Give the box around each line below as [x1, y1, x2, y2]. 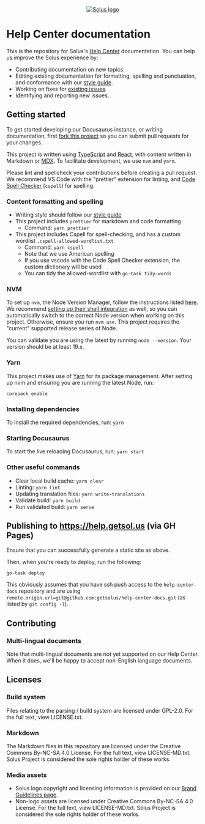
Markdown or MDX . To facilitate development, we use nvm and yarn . [6, 157, 176, 165]
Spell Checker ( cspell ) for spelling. [6, 182, 95, 189]
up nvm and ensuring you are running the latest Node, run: [6, 379, 154, 386]
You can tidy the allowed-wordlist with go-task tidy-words [24, 270, 172, 277]
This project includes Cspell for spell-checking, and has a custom [15, 231, 181, 238]
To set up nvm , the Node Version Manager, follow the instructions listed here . [6, 299, 199, 306]
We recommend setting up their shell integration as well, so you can [6, 305, 177, 313]
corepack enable [6, 390, 48, 397]
